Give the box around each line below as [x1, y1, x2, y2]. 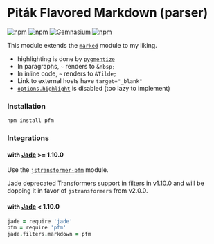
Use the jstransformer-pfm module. [7, 166, 109, 174]
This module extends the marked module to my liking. [7, 41, 157, 49]
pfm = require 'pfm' [7, 224, 67, 232]
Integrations [7, 133, 50, 143]
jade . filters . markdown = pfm [7, 231, 91, 238]
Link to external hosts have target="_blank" [17, 76, 143, 85]
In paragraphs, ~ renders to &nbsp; [17, 62, 116, 70]
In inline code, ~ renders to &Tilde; [17, 69, 117, 78]
